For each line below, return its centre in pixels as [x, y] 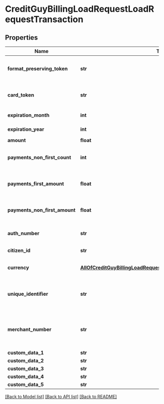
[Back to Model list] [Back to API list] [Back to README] [61, 397]
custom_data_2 [26, 361]
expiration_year [26, 129]
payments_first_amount [36, 184]
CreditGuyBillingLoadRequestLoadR [80, 9]
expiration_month [29, 115]
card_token [21, 95]
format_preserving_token [38, 69]
